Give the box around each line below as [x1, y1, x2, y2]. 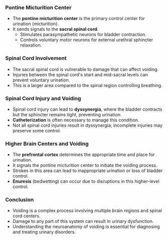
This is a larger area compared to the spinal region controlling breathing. [12, 82, 162, 88]
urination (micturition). [12, 21, 59, 27]
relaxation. [20, 42, 42, 48]
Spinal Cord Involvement [5, 55, 67, 62]
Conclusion [5, 196, 34, 203]
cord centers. [12, 213, 41, 219]
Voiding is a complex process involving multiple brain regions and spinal [12, 208, 162, 214]
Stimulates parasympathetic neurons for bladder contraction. [20, 32, 147, 38]
